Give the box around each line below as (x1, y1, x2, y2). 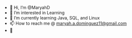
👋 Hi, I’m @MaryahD (9, 5, 50, 10)
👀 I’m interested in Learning (9, 10, 65, 16)
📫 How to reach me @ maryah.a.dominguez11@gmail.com (9, 20, 127, 26)
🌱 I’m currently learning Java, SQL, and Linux (9, 15, 100, 20)
